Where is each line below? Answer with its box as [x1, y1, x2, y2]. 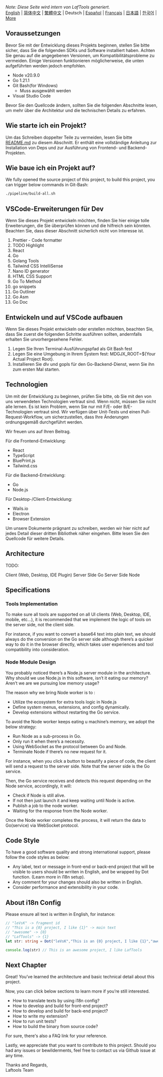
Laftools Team [5, 1067, 34, 1073]
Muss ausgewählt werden [19, 87, 72, 94]
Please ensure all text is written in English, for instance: [5, 912, 116, 917]
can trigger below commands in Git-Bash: [5, 182, 89, 188]
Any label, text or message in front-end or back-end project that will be [12, 864, 154, 870]
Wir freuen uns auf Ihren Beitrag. [5, 428, 71, 434]
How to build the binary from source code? [12, 1024, 98, 1029]
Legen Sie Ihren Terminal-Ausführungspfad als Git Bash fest [12, 345, 133, 351]
